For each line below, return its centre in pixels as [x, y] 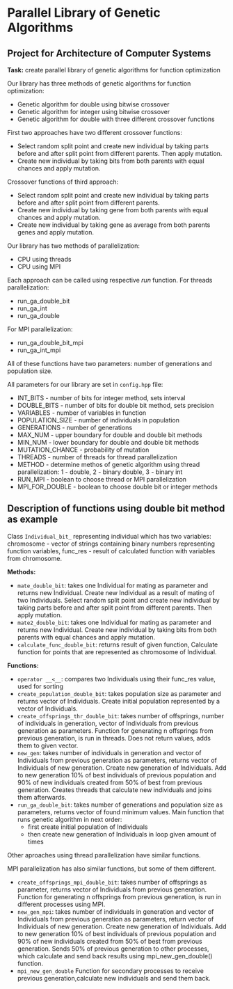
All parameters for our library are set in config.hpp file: [85, 385]
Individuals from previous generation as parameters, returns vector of [117, 760]
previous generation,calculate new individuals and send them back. [114, 978]
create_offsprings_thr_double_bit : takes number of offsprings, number [121, 715]
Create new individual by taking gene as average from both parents [114, 225]
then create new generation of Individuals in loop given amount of [122, 834]
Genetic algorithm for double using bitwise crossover [93, 104]
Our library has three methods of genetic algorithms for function [99, 84]
